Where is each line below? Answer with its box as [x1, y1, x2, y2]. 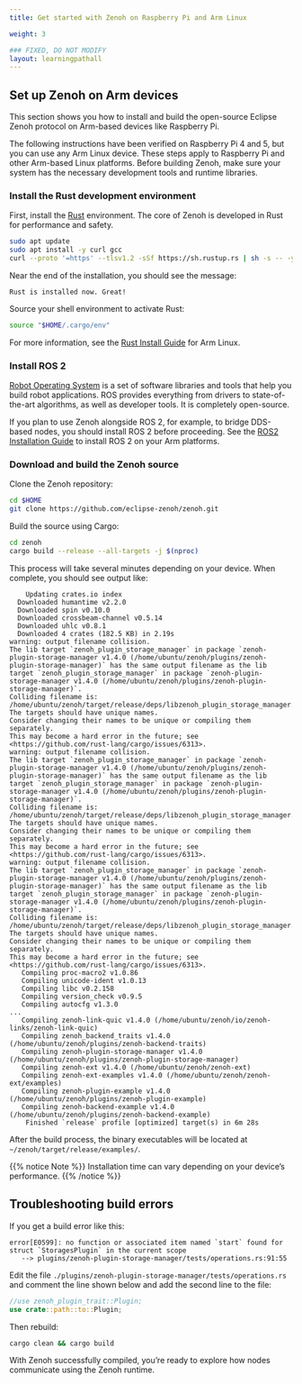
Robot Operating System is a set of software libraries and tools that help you [9, 380, 292, 391]
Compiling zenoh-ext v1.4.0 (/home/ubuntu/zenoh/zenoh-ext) [21, 1062, 252, 1072]
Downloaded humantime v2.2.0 [17, 597, 127, 606]
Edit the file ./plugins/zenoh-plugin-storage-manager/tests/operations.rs [9, 1270, 288, 1280]
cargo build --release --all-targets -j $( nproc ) [9, 547, 200, 556]
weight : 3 [9, 29, 47, 39]
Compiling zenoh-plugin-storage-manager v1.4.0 [21, 1047, 203, 1056]
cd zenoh [9, 538, 42, 548]
